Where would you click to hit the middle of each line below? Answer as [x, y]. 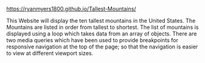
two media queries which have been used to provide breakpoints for [92, 40]
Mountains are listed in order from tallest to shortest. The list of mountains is [102, 27]
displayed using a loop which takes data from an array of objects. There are [102, 34]
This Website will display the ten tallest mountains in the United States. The [101, 20]
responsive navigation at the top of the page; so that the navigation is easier [102, 46]
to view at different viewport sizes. [50, 53]
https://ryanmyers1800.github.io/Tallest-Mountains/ [71, 9]
